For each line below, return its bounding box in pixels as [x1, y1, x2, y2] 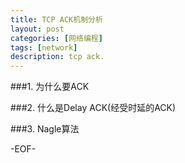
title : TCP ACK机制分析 [10, 14, 103, 25]
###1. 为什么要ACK [10, 81, 90, 93]
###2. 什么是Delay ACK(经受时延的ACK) [10, 102, 177, 114]
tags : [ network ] [10, 42, 78, 53]
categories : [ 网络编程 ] [10, 33, 103, 43]
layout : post [10, 24, 65, 34]
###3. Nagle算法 [10, 123, 80, 135]
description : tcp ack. [10, 52, 105, 62]
